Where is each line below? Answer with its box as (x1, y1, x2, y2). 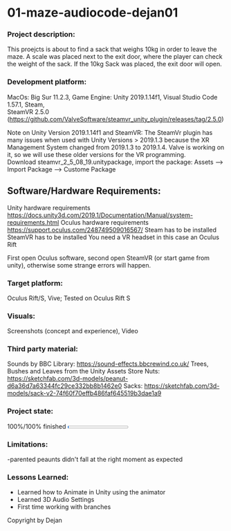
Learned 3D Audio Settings (17, 496, 95, 504)
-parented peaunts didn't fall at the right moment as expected (7, 455, 183, 464)
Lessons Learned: (7, 472, 69, 482)
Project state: (7, 407, 54, 416)
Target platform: (7, 278, 64, 288)
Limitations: (7, 439, 48, 449)
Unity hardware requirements (7, 203, 91, 212)
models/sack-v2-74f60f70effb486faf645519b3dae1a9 (7, 389, 162, 398)
